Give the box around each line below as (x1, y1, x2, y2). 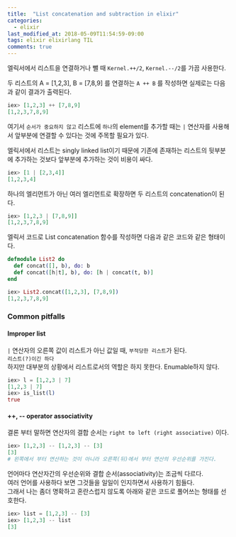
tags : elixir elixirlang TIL (7, 37, 94, 44)
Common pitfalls (7, 311, 66, 321)
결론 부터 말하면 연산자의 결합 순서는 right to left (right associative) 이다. (7, 428, 229, 437)
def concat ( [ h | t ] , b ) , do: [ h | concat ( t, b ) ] (13, 269, 154, 276)
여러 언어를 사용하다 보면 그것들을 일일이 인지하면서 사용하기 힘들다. (7, 478, 195, 487)
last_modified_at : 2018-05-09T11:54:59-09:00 (7, 30, 144, 38)
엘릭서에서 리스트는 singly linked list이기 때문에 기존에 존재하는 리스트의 (7, 146, 208, 155)
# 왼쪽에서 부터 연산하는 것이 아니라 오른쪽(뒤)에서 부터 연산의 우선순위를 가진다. (7, 455, 218, 463)
